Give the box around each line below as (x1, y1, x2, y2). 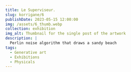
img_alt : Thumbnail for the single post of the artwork (5, 31, 126, 36)
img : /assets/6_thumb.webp (5, 21, 62, 27)
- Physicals (10, 59, 36, 64)
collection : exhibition (5, 26, 56, 31)
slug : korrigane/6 (5, 12, 44, 17)
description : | (5, 36, 38, 41)
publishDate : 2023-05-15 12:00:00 (5, 17, 79, 22)
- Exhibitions (10, 54, 40, 60)
